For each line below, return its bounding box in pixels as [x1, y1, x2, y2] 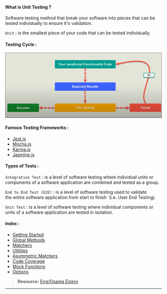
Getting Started [12, 232, 44, 238]
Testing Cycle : [5, 41, 37, 47]
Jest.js [12, 136, 26, 142]
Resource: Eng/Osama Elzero [17, 279, 79, 285]
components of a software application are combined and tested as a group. [5, 179, 160, 185]
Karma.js [12, 146, 31, 152]
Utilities [12, 248, 28, 254]
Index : [5, 221, 20, 227]
